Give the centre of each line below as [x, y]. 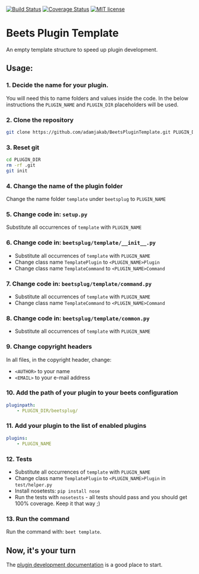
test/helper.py [33, 485]
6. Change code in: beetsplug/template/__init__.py [81, 242]
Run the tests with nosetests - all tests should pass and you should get [101, 497]
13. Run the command [38, 519]
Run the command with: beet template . [54, 532]
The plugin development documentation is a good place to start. [84, 565]
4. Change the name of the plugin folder [65, 186]
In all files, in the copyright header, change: [59, 359]
